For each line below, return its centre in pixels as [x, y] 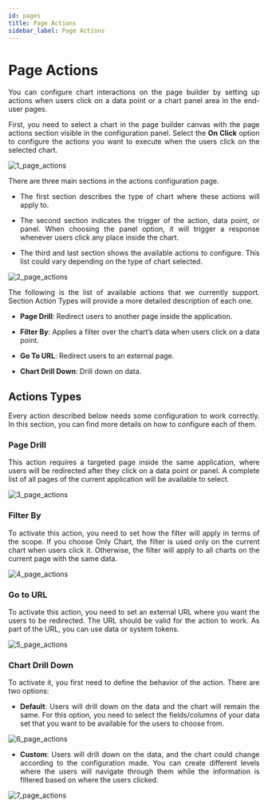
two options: [29, 691]
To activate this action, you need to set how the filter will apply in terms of [134, 533]
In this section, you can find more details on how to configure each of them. [133, 424]
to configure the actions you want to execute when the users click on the [134, 141]
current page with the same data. [63, 558]
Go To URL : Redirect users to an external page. [97, 356]
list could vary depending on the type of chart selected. [111, 261]
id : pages [25, 16]
